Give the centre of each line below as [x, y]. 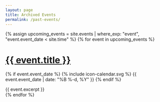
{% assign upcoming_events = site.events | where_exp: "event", [72, 34]
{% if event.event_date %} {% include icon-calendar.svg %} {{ [71, 74]
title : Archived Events [31, 15]
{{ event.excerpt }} [25, 89]
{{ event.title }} [38, 60]
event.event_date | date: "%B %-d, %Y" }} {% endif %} [63, 80]
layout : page [19, 10]
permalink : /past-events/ [33, 19]
